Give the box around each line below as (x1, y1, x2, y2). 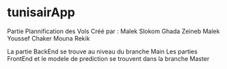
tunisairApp (7, 5, 75, 20)
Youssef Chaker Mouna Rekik (7, 34, 90, 42)
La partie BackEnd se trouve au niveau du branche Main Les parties (7, 47, 198, 55)
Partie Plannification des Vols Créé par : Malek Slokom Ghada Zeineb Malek (7, 27, 220, 35)
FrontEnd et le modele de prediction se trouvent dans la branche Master (7, 54, 210, 62)
